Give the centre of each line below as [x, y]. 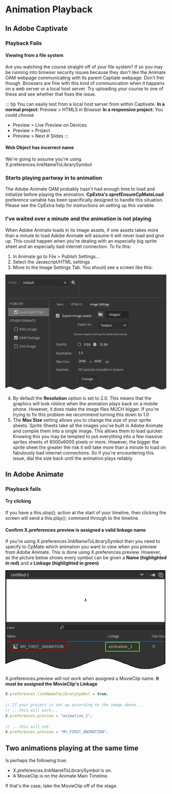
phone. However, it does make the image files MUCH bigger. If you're [86, 409]
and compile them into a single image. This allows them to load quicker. [88, 431]
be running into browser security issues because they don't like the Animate [85, 72]
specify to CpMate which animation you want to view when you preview [81, 547]
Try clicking [18, 501]
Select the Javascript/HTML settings [51, 262]
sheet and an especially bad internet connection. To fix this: [68, 246]
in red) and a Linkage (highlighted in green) [52, 563]
